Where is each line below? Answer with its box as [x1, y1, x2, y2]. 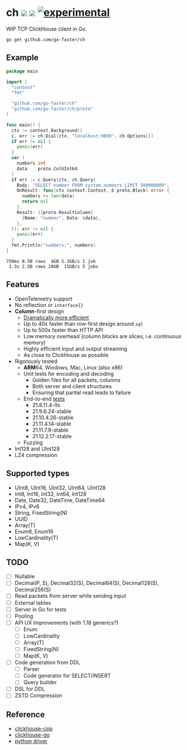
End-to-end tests [23, 395, 65, 402]
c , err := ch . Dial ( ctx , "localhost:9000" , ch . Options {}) [11, 133, 154, 139]
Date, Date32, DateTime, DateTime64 [14, 496, 105, 504]
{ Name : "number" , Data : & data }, [21, 215, 101, 221]
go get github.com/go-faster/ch [6, 36, 85, 42]
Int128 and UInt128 [14, 445, 60, 452]
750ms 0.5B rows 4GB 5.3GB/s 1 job [6, 258, 96, 264]
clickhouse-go [14, 731, 50, 738]
